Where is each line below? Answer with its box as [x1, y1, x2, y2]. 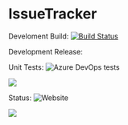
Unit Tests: [8, 62, 44, 72]
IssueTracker [8, 5, 97, 23]
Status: [8, 93, 32, 103]
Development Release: [8, 46, 83, 56]
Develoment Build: [8, 31, 69, 41]
